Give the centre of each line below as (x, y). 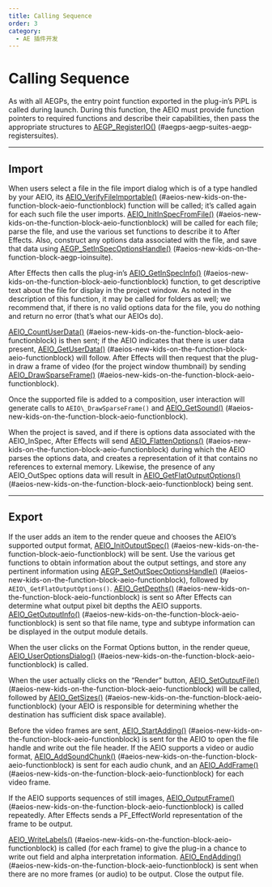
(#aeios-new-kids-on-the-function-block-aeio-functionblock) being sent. (131, 484)
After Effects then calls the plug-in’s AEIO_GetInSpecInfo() (105, 273)
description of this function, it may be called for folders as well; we (119, 299)
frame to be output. (40, 824)
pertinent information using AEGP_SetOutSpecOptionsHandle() (113, 571)
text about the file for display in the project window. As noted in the (120, 290)
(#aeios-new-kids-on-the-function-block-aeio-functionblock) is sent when (134, 865)
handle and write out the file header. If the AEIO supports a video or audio (131, 747)
